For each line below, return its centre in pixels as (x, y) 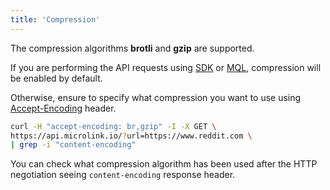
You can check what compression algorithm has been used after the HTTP (164, 164)
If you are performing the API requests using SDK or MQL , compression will (166, 67)
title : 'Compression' (55, 19)
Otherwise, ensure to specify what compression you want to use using (156, 97)
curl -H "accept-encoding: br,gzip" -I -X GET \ (113, 126)
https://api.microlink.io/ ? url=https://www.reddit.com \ (131, 136)
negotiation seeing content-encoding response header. (123, 175)
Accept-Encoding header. (63, 108)
